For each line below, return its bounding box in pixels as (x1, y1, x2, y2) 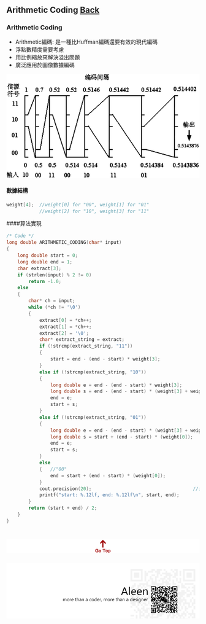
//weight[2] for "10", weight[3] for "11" (39, 208, 150, 214)
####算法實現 (6, 220, 42, 227)
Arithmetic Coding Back (6, 5, 100, 15)
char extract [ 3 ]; (17, 265, 62, 271)
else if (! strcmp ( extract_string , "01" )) (39, 414, 147, 420)
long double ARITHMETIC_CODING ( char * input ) (6, 240, 122, 246)
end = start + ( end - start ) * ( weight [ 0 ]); (50, 472, 166, 478)
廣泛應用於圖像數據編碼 (15, 61, 75, 68)
